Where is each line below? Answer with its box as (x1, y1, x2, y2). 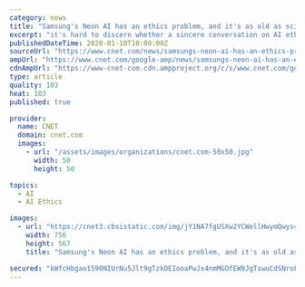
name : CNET (17, 122, 59, 131)
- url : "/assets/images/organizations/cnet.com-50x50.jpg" (25, 148, 254, 157)
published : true (9, 97, 71, 107)
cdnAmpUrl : (9, 64, 51, 73)
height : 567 (25, 239, 71, 248)
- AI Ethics (17, 197, 64, 206)
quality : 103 (9, 81, 59, 90)
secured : (9, 263, 43, 273)
